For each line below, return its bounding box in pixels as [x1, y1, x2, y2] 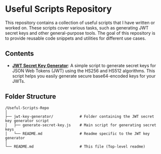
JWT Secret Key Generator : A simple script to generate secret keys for [12, 62, 156, 68]
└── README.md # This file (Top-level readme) [5, 144, 146, 149]
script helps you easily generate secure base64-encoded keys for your [12, 73, 156, 79]
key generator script [5, 118, 49, 123]
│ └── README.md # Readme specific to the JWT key [5, 131, 150, 136]
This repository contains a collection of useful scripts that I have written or [5, 20, 155, 26]
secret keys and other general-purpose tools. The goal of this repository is [5, 30, 156, 36]
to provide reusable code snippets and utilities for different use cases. [5, 35, 146, 41]
